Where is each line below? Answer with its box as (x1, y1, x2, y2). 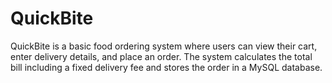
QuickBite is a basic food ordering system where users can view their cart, (10, 40, 318, 52)
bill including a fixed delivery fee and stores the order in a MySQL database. (10, 61, 323, 73)
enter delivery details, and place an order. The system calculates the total (10, 50, 313, 62)
